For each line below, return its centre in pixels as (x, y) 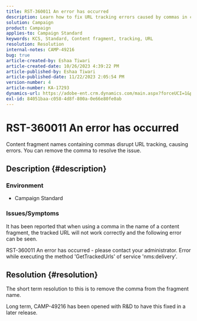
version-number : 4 (28, 83)
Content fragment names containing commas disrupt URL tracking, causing (97, 144)
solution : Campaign (30, 22)
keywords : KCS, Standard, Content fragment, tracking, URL (80, 39)
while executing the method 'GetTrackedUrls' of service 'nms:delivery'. (92, 256)
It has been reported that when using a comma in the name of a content (93, 226)
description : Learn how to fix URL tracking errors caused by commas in (97, 17)
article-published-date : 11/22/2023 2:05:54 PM (65, 77)
